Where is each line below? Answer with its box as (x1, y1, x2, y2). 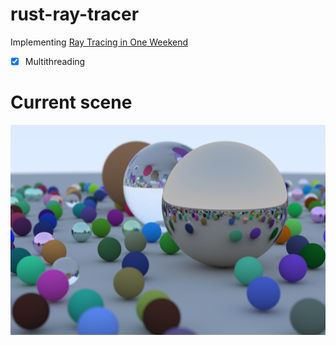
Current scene (10, 91, 133, 114)
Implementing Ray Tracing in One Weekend (10, 36, 189, 48)
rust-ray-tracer (10, 3, 140, 26)
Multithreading (24, 55, 86, 67)
